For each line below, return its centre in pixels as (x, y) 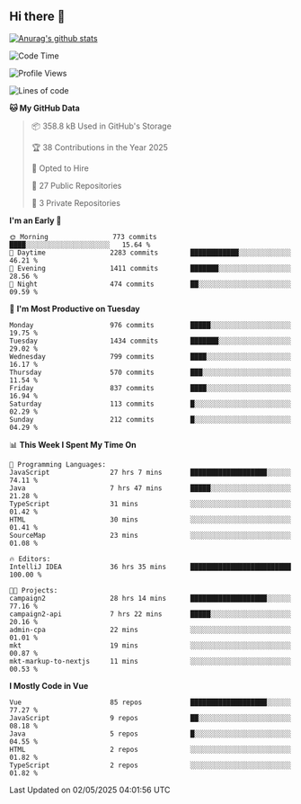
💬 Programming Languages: (58, 464)
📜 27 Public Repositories (76, 185)
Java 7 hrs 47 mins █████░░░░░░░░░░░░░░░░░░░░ (150, 488)
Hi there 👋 (37, 17)
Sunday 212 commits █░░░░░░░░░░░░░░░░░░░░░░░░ (150, 419)
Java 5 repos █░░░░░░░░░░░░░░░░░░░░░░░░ (150, 734)
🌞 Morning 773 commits (83, 237)
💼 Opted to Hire (60, 168)
